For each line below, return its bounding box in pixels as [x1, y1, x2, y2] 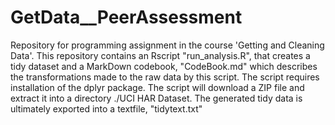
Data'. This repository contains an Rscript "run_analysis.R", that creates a [10, 49, 311, 61]
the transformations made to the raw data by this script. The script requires [10, 71, 320, 83]
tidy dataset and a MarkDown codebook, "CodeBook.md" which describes [10, 60, 318, 72]
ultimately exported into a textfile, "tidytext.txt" [10, 102, 203, 115]
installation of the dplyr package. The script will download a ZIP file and [10, 81, 305, 93]
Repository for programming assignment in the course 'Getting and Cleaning [10, 39, 325, 51]
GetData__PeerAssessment [10, 6, 243, 29]
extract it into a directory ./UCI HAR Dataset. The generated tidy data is [10, 92, 303, 104]
